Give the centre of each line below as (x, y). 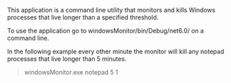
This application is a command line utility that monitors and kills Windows (111, 10)
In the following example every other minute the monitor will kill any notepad (116, 52)
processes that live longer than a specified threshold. (83, 17)
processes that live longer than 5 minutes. (67, 59)
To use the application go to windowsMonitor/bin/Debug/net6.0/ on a (105, 31)
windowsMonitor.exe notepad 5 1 (71, 72)
